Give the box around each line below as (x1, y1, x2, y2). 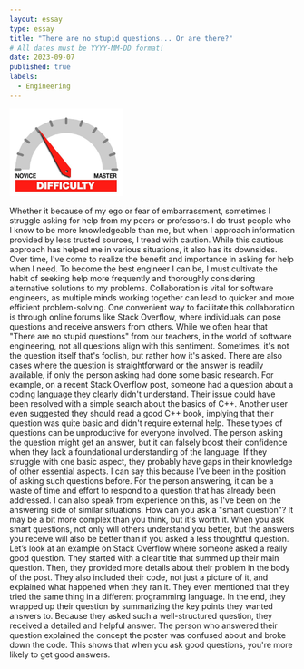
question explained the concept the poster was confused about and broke (9, 629, 287, 640)
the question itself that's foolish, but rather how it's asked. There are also (9, 349, 283, 360)
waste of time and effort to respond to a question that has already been (9, 485, 277, 496)
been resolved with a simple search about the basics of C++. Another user (9, 398, 289, 408)
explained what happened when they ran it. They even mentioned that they (9, 581, 289, 592)
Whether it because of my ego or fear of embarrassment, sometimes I (9, 205, 270, 216)
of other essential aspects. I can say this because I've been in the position (9, 466, 286, 477)
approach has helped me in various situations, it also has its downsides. (9, 243, 279, 254)
